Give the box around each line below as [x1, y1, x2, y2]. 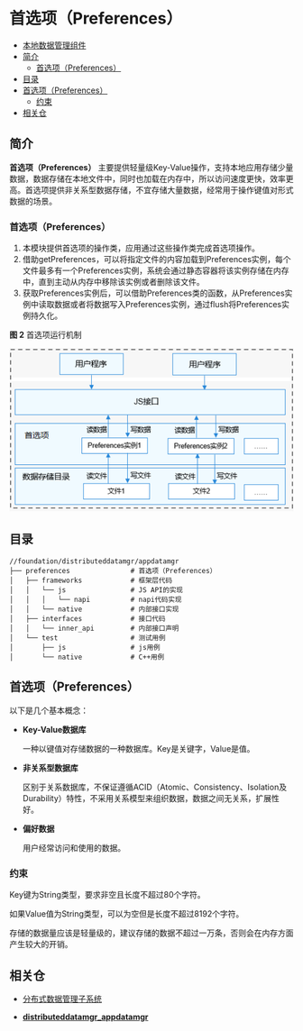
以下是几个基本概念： [9, 705, 88, 716]
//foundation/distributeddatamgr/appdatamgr [9, 557, 179, 566]
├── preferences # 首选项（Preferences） [9, 567, 217, 576]
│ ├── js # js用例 [9, 643, 161, 652]
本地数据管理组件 [22, 40, 87, 50]
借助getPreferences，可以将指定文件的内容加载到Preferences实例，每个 [22, 254, 291, 265]
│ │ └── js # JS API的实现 [9, 586, 183, 595]
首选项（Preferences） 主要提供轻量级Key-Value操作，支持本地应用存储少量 [9, 161, 294, 172]
